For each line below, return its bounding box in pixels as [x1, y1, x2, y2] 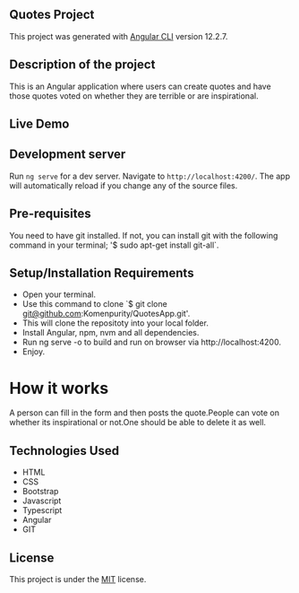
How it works [9, 378, 109, 398]
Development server [9, 147, 126, 162]
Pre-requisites [9, 206, 91, 222]
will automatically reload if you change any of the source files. [9, 179, 238, 191]
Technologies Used [9, 443, 119, 458]
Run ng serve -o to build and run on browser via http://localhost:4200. [21, 336, 282, 348]
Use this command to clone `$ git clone [21, 299, 167, 310]
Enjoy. [21, 346, 46, 357]
